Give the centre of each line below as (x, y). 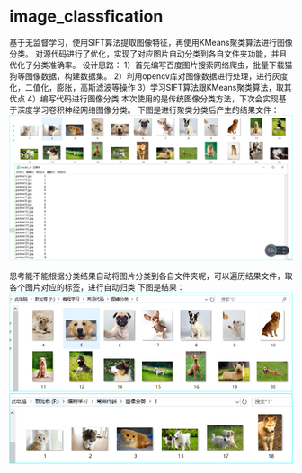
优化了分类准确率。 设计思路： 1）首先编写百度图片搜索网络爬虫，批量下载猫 (151, 65)
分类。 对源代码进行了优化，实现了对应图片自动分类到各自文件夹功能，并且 (148, 53)
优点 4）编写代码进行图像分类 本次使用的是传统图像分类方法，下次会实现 (144, 98)
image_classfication (86, 17)
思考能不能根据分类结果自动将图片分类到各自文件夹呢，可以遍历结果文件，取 (151, 276)
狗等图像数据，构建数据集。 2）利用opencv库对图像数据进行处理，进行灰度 (149, 76)
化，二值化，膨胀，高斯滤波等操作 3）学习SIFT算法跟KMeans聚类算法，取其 (151, 87)
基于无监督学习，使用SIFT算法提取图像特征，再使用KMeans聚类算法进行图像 (151, 42)
